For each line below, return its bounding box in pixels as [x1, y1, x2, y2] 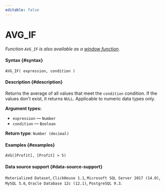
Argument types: [5, 105, 42, 111]
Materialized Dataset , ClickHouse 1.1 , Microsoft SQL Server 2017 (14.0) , [5, 175, 160, 181]
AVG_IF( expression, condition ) [5, 69, 75, 74]
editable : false [5, 7, 39, 13]
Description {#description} [5, 79, 63, 85]
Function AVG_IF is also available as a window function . [5, 46, 120, 52]
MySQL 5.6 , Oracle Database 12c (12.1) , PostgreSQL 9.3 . [5, 180, 122, 186]
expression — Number [12, 115, 56, 121]
